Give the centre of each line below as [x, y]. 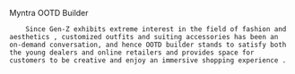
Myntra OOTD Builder [49, 13]
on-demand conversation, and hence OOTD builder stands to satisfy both [148, 45]
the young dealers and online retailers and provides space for [132, 53]
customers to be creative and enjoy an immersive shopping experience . [148, 61]
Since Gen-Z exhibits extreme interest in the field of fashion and [156, 29]
